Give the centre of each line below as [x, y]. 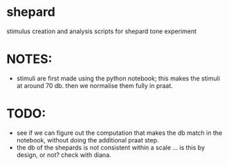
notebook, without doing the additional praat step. [88, 140]
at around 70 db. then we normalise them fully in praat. [95, 85]
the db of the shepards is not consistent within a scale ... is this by [111, 147]
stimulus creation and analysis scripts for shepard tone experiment [102, 31]
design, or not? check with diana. [64, 155]
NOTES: [29, 59]
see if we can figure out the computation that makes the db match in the [119, 133]
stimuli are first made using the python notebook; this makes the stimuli [118, 78]
